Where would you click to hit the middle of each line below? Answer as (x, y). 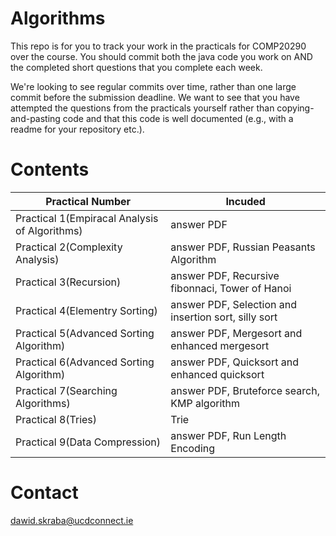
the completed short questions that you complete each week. (136, 67)
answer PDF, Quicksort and (234, 362)
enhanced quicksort (217, 374)
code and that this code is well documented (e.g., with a (178, 118)
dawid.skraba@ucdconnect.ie (72, 520)
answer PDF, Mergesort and (236, 333)
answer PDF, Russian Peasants (243, 247)
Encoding (193, 448)
